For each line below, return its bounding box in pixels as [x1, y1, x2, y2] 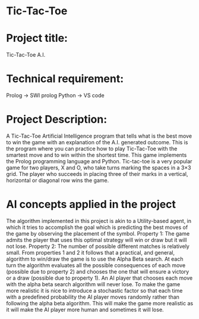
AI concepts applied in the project [6, 198, 176, 211]
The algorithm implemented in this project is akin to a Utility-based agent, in [6, 217, 192, 224]
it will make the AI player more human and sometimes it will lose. [6, 306, 165, 313]
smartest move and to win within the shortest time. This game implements [6, 151, 187, 159]
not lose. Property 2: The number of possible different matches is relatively [6, 243, 190, 250]
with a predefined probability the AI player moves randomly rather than [6, 293, 180, 301]
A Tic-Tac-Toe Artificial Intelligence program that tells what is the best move [6, 132, 192, 140]
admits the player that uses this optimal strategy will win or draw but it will [6, 236, 187, 243]
